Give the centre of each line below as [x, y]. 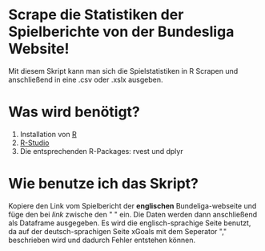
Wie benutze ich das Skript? [103, 184]
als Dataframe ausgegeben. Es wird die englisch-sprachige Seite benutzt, [130, 223]
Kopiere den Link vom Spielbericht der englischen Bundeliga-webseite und [132, 205]
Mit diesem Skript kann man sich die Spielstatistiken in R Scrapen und [123, 71]
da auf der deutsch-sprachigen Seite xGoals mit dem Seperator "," [118, 231]
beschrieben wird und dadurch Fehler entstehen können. [102, 240]
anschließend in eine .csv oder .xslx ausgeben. [86, 79]
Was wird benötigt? [74, 112]
